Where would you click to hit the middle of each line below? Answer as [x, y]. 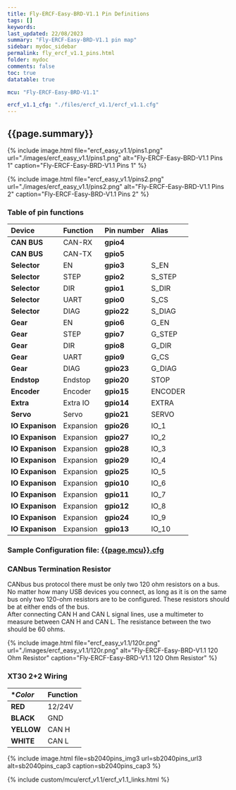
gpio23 [117, 369]
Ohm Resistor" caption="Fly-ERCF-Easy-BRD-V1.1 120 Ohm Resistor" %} [112, 658]
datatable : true [31, 79]
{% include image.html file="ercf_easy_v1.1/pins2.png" [86, 179]
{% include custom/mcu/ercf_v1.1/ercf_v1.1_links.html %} [88, 779]
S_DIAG [163, 311]
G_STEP [164, 334]
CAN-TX [77, 254]
